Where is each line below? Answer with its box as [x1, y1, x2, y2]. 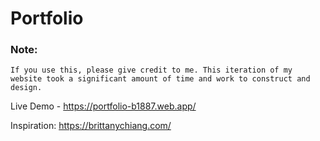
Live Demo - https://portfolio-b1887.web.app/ [10, 100, 197, 112]
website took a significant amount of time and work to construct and [10, 74, 311, 84]
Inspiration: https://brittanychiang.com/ [10, 120, 172, 132]
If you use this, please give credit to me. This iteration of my [10, 65, 293, 76]
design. [10, 83, 43, 93]
